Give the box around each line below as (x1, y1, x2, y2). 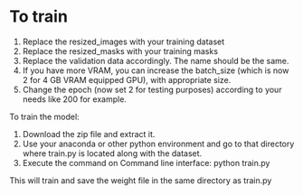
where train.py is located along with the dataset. (22, 147, 203, 159)
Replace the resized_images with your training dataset (22, 36, 225, 47)
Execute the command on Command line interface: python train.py (22, 157, 270, 168)
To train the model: (9, 111, 80, 122)
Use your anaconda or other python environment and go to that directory (22, 138, 295, 149)
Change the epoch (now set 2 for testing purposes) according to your (22, 84, 282, 95)
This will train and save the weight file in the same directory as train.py (9, 174, 272, 186)
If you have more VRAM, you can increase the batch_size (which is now (22, 65, 289, 76)
